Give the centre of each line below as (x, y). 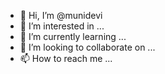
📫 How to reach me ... (66, 58)
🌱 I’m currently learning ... (73, 36)
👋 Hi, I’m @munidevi (61, 15)
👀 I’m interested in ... (62, 26)
